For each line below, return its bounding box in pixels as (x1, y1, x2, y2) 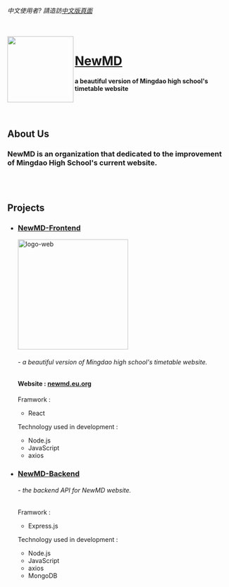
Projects (7, 202, 45, 214)
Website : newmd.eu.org (17, 380, 92, 388)
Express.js (27, 521, 58, 530)
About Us (7, 128, 49, 140)
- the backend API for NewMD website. (17, 486, 132, 495)
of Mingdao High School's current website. (7, 158, 157, 168)
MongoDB (27, 571, 58, 580)
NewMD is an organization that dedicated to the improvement (7, 149, 222, 159)
